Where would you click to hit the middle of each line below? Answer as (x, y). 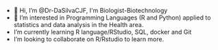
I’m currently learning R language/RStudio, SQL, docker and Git (102, 32)
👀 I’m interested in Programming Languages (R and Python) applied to (112, 18)
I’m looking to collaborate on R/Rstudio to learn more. (89, 39)
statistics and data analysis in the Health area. (78, 25)
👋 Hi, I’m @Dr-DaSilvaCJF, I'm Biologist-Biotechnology (90, 10)
